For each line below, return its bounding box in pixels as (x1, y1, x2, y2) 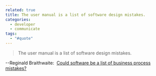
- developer (10, 21, 36, 27)
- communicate (10, 27, 40, 32)
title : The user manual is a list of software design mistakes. (5, 12, 146, 17)
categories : (5, 17, 31, 22)
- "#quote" (10, 36, 33, 41)
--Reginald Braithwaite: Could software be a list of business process (5, 60, 151, 66)
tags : (5, 31, 17, 36)
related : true (5, 7, 36, 13)
